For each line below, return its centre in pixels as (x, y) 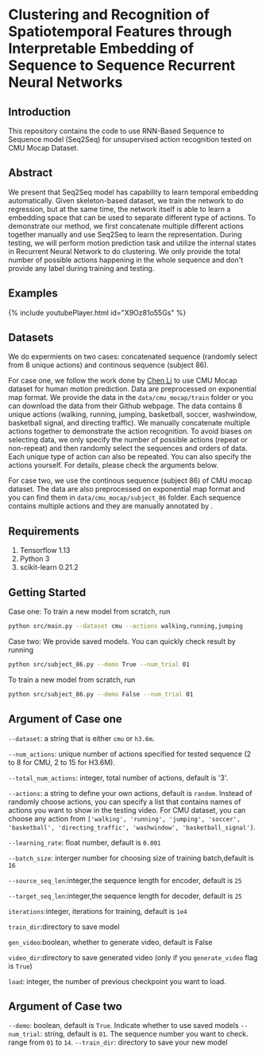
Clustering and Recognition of (109, 15)
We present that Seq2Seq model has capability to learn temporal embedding (133, 192)
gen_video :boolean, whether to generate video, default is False (110, 942)
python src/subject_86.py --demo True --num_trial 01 (99, 664)
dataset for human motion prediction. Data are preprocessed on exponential (132, 389)
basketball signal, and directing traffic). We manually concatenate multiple (129, 423)
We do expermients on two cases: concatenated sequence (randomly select (133, 357)
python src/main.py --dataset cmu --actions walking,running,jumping (126, 626)
